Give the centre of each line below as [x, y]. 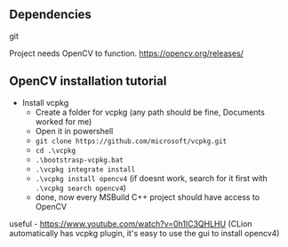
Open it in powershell [74, 131]
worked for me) [64, 121]
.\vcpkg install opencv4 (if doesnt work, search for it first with [152, 178]
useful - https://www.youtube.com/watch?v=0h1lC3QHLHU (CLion [131, 223]
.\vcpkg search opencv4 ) [81, 187]
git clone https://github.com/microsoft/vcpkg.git [131, 141]
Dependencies [50, 15]
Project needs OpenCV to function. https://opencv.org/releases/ [127, 53]
